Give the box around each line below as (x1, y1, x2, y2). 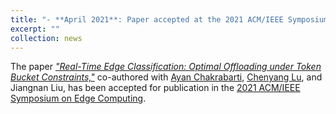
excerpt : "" (10, 24, 60, 34)
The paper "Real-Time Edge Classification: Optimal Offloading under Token (10, 61, 322, 73)
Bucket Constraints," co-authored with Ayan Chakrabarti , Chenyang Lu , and (10, 71, 323, 83)
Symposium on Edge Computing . (10, 92, 147, 105)
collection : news (10, 33, 83, 43)
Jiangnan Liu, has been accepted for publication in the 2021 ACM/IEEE (10, 82, 301, 94)
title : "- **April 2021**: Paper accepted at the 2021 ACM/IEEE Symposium (10, 14, 329, 25)
